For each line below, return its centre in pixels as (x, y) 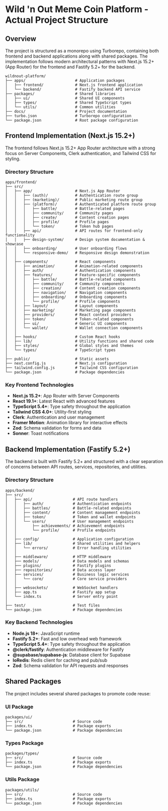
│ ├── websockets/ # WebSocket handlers (62, 588)
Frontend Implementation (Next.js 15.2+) (70, 136)
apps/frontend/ (21, 182)
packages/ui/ (19, 717)
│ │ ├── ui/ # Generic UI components (66, 324)
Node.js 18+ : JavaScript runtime (46, 633)
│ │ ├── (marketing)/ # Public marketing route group (74, 200)
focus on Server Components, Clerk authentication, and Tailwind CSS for (81, 153)
